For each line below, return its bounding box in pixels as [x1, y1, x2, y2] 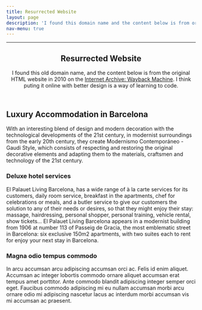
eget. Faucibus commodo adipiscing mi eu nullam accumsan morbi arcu [6, 284, 185, 291]
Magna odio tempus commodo [6, 251, 97, 260]
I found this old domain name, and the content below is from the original [11, 70, 191, 77]
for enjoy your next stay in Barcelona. [6, 236, 99, 243]
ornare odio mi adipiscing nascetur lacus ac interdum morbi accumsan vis [6, 291, 189, 298]
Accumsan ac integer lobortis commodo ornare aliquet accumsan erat [6, 272, 180, 279]
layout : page [6, 14, 39, 20]
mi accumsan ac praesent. [6, 297, 72, 305]
